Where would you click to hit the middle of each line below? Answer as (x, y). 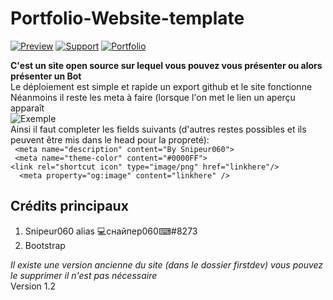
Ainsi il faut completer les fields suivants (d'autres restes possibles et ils (158, 129)
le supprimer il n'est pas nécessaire (84, 275)
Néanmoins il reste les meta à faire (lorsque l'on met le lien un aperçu (153, 97)
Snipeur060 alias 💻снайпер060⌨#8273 (111, 231)
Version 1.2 (33, 286)
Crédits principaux (69, 206)
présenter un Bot (46, 76)
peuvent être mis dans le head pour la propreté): (110, 139)
